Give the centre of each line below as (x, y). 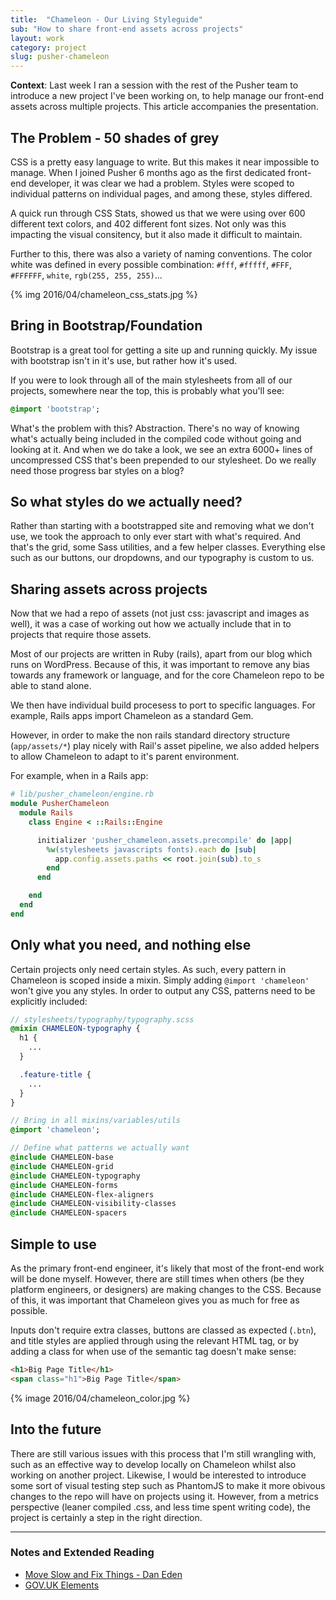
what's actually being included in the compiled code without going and (156, 438)
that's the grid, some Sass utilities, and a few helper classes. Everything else (168, 547)
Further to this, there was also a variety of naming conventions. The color (161, 253)
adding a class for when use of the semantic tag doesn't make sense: (153, 1351)
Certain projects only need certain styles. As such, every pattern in (148, 969)
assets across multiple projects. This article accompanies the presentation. (164, 107)
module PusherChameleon (60, 804)
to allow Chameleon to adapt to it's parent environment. (125, 757)
